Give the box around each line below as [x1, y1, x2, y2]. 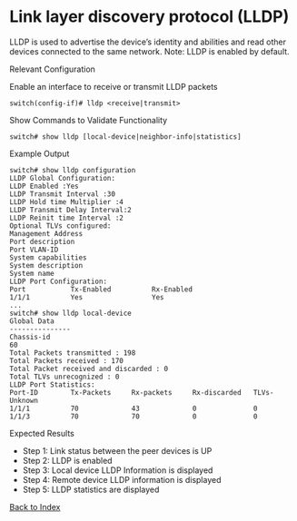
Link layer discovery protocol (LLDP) [9, 6, 290, 27]
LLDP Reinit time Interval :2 [9, 213, 124, 222]
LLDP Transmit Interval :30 [9, 189, 116, 199]
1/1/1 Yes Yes [9, 292, 165, 301]
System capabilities [9, 252, 88, 262]
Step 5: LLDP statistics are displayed [22, 484, 160, 495]
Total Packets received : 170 [9, 356, 124, 365]
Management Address [9, 229, 84, 238]
